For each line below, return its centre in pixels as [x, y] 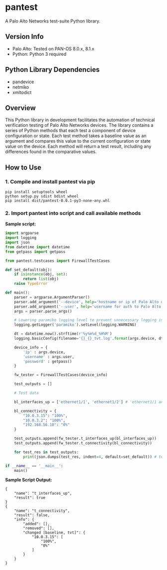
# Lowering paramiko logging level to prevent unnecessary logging [85, 320]
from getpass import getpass [35, 252]
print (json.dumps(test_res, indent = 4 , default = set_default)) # [90, 457]
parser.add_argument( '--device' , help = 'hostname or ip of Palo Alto [86, 302]
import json [17, 243]
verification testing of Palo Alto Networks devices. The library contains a [79, 125]
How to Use [23, 167]
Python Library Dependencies [52, 70]
